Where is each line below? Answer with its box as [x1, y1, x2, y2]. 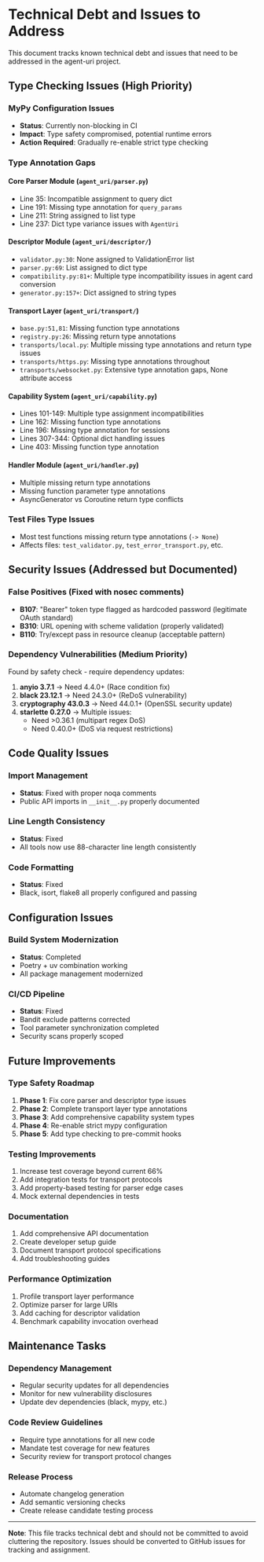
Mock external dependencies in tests [19, 1192, 140, 1201]
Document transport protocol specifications [19, 1245, 161, 1255]
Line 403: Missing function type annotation [19, 442, 159, 452]
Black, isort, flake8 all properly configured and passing [19, 888, 197, 897]
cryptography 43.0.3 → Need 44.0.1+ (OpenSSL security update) [19, 698, 233, 708]
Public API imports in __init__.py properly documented [19, 796, 200, 806]
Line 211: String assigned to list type [19, 211, 136, 220]
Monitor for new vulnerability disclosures [19, 1389, 152, 1399]
